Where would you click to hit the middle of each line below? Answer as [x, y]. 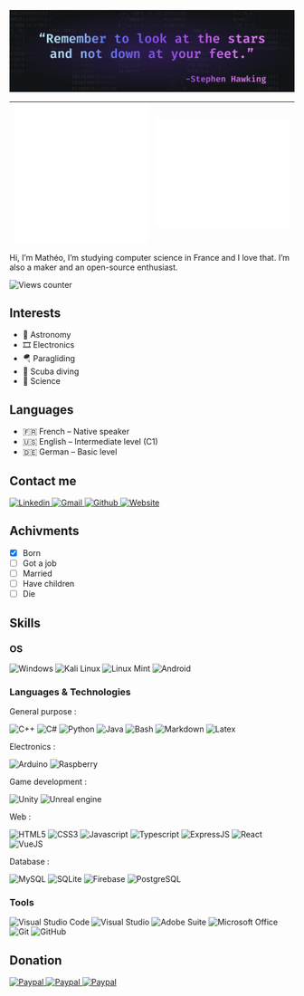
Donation [36, 960]
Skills [25, 622]
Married [37, 574]
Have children [48, 584]
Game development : [48, 782]
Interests [35, 313]
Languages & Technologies [70, 692]
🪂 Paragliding [48, 359]
